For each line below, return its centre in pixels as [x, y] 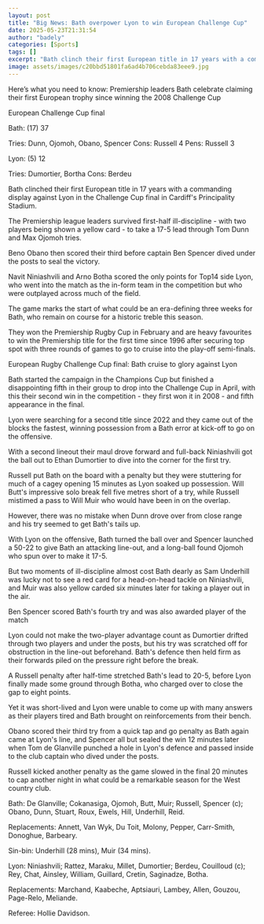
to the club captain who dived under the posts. [84, 756]
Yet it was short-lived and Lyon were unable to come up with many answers [130, 707]
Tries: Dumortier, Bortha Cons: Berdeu [70, 173]
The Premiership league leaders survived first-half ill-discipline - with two [127, 220]
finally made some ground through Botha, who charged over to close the [126, 684]
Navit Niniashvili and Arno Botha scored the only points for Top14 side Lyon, [131, 276]
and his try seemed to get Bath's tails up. [75, 523]
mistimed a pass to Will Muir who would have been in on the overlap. [119, 500]
